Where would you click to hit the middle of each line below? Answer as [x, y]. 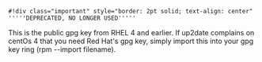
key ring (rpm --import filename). [62, 49]
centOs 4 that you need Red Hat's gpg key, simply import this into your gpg [131, 41]
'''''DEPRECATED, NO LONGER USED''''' [72, 18]
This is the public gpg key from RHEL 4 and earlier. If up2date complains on [131, 33]
